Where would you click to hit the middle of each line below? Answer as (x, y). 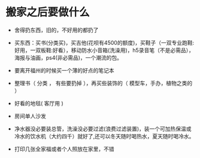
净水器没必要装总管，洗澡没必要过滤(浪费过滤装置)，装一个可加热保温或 (103, 129)
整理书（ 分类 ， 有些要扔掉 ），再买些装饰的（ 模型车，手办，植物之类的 (103, 83)
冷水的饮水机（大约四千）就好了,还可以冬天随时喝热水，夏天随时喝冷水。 (104, 136)
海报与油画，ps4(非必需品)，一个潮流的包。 (68, 57)
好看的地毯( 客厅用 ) (39, 103)
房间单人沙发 (30, 116)
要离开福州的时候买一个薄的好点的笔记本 (64, 70)
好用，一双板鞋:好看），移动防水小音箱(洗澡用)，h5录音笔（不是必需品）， (104, 50)
